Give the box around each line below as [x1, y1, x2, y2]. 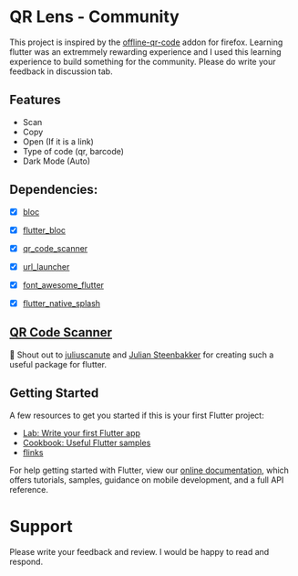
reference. [9, 484, 48, 495]
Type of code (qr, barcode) [22, 145, 125, 156]
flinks [22, 446, 44, 458]
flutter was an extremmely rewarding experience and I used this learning [9, 46, 282, 57]
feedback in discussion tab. [9, 66, 113, 77]
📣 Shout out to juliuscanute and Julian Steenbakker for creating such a [9, 349, 274, 360]
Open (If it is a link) [22, 135, 94, 147]
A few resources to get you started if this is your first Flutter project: [9, 410, 264, 421]
